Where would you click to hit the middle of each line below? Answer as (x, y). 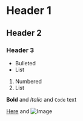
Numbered (28, 81)
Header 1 (29, 11)
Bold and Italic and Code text (41, 99)
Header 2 (24, 33)
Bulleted (25, 63)
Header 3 (20, 50)
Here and (18, 111)
